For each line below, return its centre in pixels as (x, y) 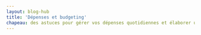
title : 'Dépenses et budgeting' (46, 17)
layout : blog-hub (28, 12)
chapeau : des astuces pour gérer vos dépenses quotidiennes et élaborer (99, 23)
